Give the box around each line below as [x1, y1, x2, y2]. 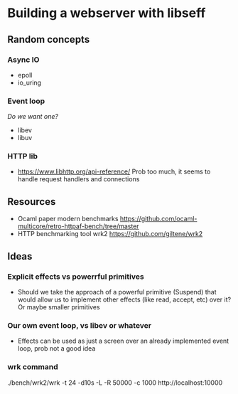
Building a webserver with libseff [7, 5, 206, 21]
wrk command [7, 362, 58, 372]
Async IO [7, 55, 40, 65]
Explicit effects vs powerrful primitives [7, 272, 144, 282]
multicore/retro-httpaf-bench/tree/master [17, 222, 140, 230]
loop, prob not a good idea [17, 344, 96, 353]
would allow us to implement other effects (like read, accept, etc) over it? [17, 295, 232, 304]
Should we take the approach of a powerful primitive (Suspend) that [17, 287, 217, 296]
